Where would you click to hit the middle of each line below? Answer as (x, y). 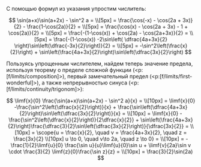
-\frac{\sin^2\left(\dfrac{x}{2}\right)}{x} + (65, 107)
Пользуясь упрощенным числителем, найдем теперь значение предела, (100, 63)
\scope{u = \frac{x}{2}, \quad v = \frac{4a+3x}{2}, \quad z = (112, 132)
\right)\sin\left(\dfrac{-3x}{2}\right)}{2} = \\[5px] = (76, 45)
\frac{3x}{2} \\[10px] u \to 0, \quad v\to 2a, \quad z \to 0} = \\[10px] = (99, 139)
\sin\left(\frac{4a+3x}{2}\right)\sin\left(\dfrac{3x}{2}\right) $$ (115, 52)
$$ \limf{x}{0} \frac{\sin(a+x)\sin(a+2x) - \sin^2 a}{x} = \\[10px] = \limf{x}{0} (101, 101)
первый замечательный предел (108, 76)
